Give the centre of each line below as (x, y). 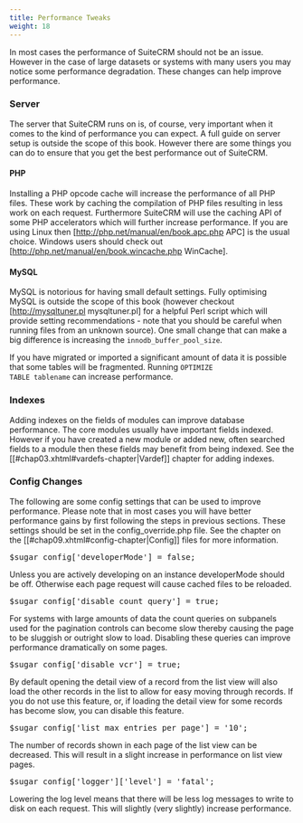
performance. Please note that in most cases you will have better (130, 511)
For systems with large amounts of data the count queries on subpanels (143, 618)
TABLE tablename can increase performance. (91, 377)
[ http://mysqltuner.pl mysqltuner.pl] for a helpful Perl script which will (139, 311)
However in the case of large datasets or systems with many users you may (150, 61)
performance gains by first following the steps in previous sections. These (148, 520)
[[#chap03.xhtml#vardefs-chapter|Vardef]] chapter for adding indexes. (142, 459)
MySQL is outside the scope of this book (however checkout (122, 302)
